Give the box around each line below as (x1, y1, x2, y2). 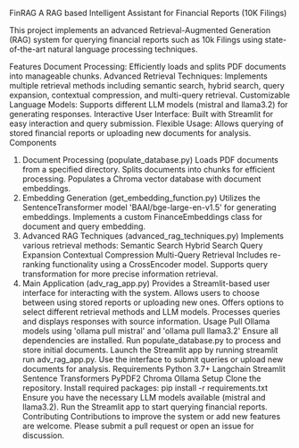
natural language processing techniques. (47, 44, 198, 55)
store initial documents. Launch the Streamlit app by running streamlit (21, 344, 278, 355)
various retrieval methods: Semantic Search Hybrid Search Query (21, 241, 263, 250)
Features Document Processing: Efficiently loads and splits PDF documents (9, 62, 287, 72)
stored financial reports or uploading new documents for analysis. (9, 128, 252, 138)
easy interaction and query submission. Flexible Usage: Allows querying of (9, 118, 284, 129)
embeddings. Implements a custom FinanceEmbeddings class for (21, 212, 263, 222)
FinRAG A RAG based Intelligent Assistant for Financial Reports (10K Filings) (9, 8, 287, 18)
